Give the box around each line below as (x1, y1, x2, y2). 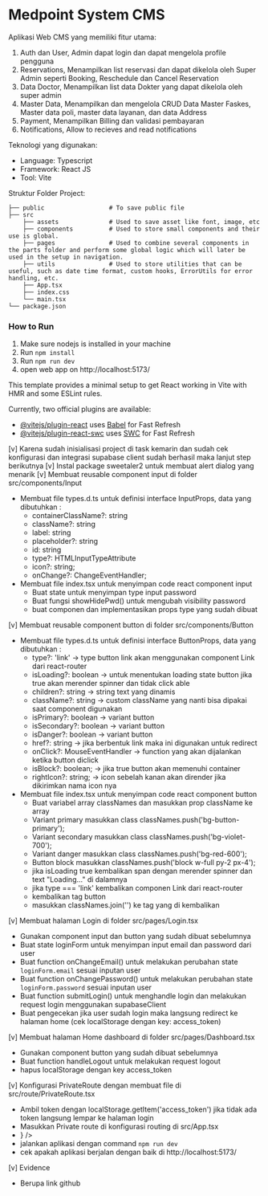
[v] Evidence (8, 1163, 51, 1173)
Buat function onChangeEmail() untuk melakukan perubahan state (19, 957, 238, 967)
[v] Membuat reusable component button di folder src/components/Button (8, 620, 254, 630)
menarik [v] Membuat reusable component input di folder (8, 470, 198, 480)
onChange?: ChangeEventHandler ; (31, 570, 147, 580)
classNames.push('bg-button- (139, 815, 240, 825)
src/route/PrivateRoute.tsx (8, 1089, 95, 1099)
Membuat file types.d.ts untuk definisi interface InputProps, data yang (19, 494, 251, 504)
